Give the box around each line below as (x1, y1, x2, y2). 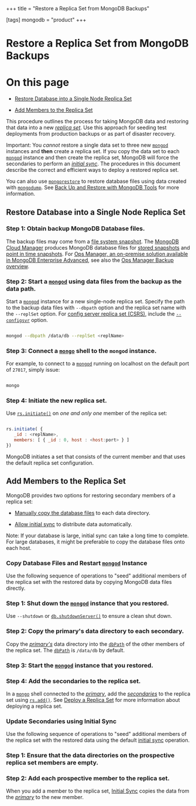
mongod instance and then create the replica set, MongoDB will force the (6, 154, 178, 161)
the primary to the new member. (6, 794, 84, 801)
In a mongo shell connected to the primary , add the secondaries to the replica (6, 690, 191, 697)
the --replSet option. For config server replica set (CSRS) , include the (6, 310, 175, 317)
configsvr (6, 318, 30, 324)
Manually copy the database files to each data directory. (14, 509, 151, 516)
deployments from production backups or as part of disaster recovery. (6, 130, 176, 137)
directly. (6, 584, 26, 592)
